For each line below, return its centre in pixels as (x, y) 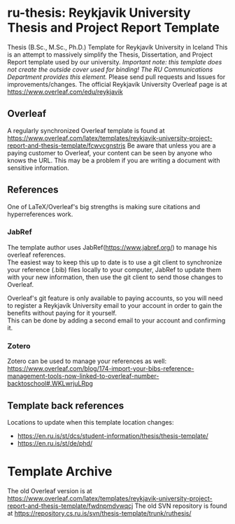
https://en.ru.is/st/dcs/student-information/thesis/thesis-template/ (113, 436)
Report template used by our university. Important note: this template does (115, 62)
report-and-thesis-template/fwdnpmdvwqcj (70, 506)
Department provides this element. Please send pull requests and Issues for (116, 77)
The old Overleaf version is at (50, 490)
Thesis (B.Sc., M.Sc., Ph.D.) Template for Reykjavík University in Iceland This (117, 47)
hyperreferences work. (40, 214)
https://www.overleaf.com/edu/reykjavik (65, 92)
